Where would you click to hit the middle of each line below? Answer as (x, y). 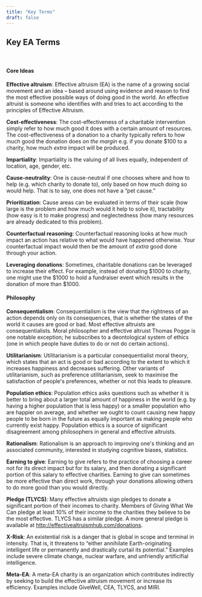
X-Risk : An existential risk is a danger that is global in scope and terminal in (100, 537)
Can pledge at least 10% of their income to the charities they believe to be (98, 512)
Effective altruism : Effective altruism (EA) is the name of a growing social (98, 84)
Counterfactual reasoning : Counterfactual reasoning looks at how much (97, 233)
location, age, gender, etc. (39, 166)
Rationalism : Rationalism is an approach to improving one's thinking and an (100, 443)
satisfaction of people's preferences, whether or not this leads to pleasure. (99, 381)
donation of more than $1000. (43, 284)
